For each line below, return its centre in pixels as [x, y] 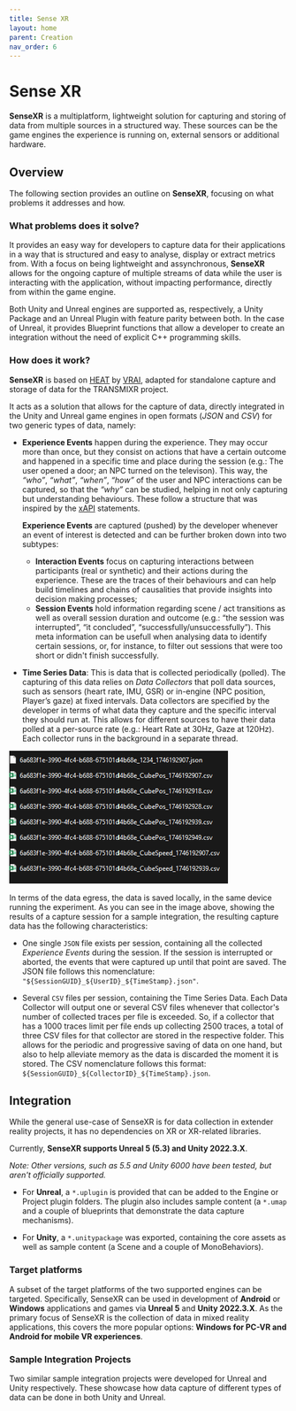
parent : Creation [41, 37]
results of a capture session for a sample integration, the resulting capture [144, 916]
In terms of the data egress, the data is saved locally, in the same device [140, 898]
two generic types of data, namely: [73, 425]
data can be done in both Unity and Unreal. [87, 1397]
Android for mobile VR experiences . [76, 1336]
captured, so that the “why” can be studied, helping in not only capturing [155, 489]
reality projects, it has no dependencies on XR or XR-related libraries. [135, 1131]
